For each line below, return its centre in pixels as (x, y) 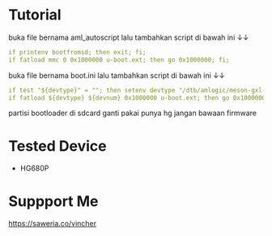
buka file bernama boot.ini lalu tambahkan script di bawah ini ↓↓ (117, 75)
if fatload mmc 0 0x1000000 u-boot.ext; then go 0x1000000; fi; (119, 60)
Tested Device (57, 146)
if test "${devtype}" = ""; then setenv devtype (92, 90)
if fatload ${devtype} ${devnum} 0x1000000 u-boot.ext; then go (119, 98)
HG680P (34, 169)
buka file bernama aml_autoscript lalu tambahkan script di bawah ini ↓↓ (129, 37)
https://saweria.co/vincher (53, 224)
